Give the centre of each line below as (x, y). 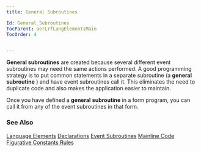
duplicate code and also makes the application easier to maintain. (89, 89)
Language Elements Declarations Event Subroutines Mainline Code (90, 136)
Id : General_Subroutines (38, 23)
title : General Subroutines (42, 12)
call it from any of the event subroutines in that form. (72, 107)
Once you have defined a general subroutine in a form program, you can (98, 100)
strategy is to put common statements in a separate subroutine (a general (99, 75)
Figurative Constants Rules (40, 142)
